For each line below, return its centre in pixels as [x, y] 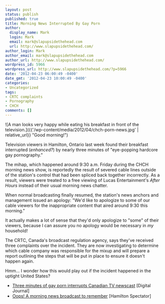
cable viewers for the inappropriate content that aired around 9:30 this [76, 205]
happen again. [20, 261]
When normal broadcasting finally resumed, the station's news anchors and [82, 195]
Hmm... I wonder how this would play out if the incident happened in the [78, 270]
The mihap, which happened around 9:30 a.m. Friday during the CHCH [77, 164]
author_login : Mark [25, 51]
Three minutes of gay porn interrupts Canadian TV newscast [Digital [82, 285]
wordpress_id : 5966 [25, 65]
